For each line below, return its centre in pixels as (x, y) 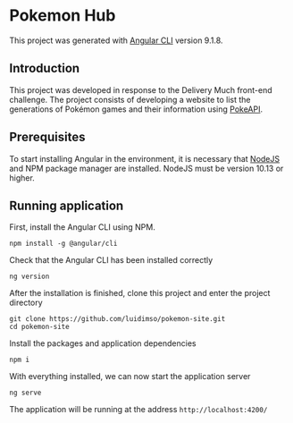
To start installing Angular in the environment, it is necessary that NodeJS (145, 158)
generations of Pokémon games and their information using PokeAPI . (136, 109)
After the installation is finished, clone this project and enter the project (140, 293)
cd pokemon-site (39, 327)
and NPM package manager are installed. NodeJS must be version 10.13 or (146, 168)
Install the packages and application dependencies (103, 343)
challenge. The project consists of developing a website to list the (130, 99)
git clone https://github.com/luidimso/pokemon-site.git (117, 319)
